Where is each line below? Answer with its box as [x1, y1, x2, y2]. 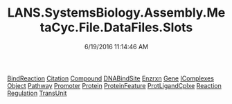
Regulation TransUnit [7, 89, 67, 97]
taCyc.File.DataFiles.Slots [39, 19, 193, 35]
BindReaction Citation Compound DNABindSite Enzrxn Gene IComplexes [7, 74, 215, 83]
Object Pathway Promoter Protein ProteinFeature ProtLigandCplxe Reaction [7, 81, 222, 89]
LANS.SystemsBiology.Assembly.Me [7, 5, 226, 21]
